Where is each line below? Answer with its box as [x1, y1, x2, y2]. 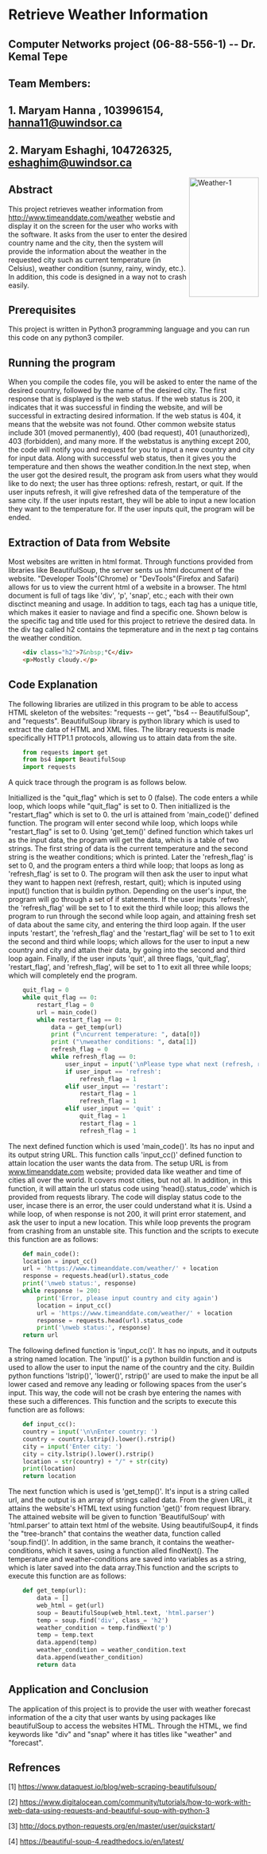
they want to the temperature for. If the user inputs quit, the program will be [8, 504, 255, 514]
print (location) [22, 1464, 77, 1473]
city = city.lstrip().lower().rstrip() [22, 1450, 155, 1458]
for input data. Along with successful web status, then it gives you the [8, 453, 237, 463]
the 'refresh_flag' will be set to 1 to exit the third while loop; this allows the [8, 903, 250, 913]
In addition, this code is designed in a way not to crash [8, 272, 187, 281]
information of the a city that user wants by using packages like [8, 1712, 216, 1722]
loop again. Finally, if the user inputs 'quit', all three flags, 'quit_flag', [8, 954, 230, 963]
